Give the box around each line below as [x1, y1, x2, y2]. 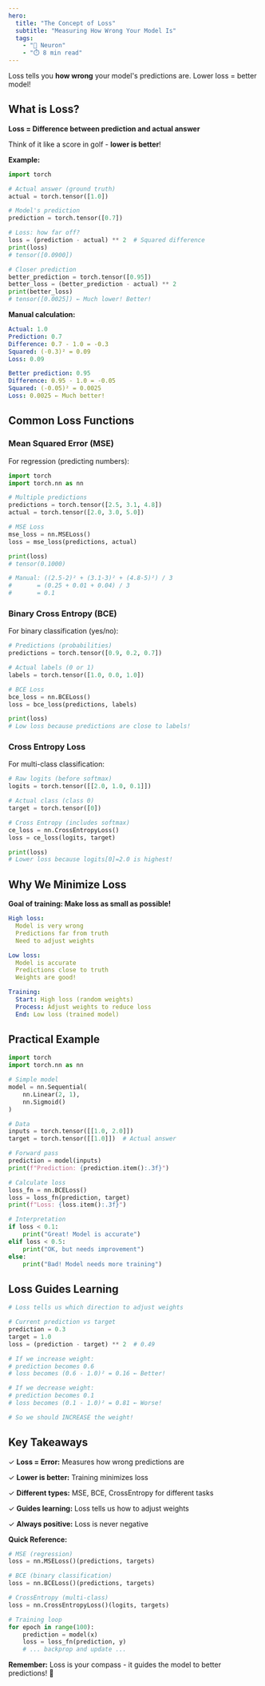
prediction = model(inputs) [8, 1157, 102, 1165]
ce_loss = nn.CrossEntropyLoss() [8, 826, 120, 834]
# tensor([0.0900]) [8, 251, 73, 259]
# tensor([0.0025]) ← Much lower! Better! [8, 296, 152, 304]
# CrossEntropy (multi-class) [8, 1594, 109, 1602]
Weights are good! [15, 974, 77, 982]
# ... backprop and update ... [22, 1645, 127, 1654]
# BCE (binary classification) [8, 1571, 113, 1580]
